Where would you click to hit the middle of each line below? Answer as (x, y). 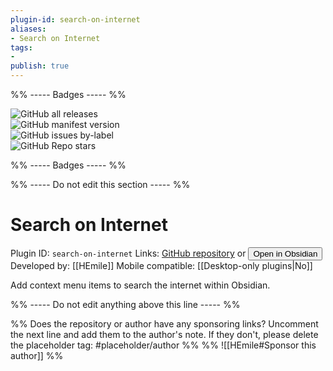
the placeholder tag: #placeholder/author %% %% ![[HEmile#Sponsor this (163, 345)
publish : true (40, 66)
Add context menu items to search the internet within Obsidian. (140, 285)
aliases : (28, 29)
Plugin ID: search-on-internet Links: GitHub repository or (128, 253)
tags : (21, 47)
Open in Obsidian (285, 253)
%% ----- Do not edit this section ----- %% (100, 184)
